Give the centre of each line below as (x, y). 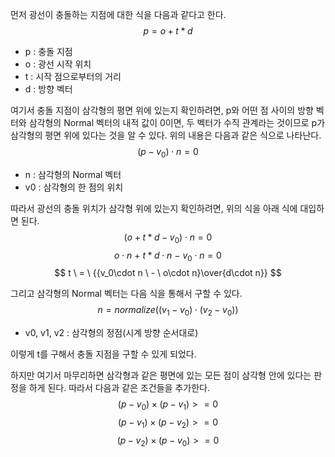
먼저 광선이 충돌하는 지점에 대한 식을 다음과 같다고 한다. (118, 14)
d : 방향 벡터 (48, 89)
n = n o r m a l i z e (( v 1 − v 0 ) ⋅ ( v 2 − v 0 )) (168, 311)
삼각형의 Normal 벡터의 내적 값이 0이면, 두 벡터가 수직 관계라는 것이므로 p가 (177, 122)
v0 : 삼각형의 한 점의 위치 (74, 187)
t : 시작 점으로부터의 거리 (73, 76)
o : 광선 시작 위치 (58, 64)
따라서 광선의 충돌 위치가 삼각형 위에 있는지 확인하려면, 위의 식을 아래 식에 (154, 208)
